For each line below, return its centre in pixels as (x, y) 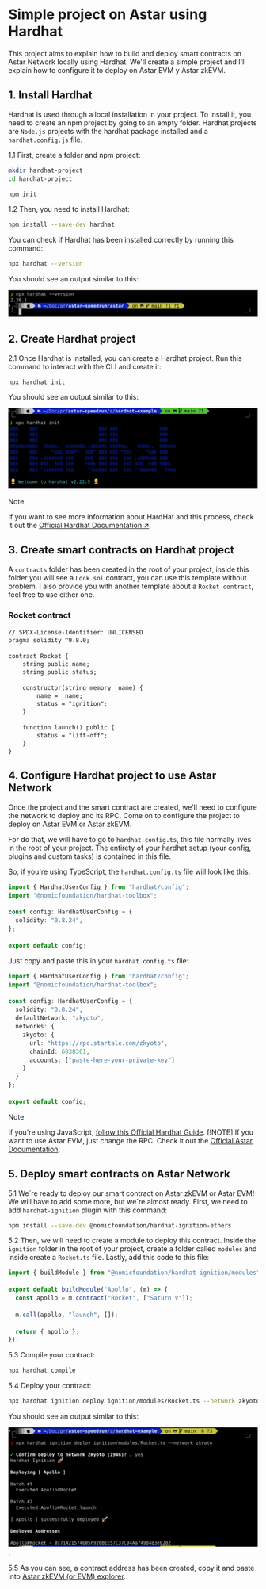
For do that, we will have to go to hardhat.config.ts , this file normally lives (130, 839)
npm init (23, 194)
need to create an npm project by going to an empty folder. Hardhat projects (133, 123)
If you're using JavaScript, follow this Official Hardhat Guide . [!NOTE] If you (131, 1132)
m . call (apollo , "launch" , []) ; (67, 1315)
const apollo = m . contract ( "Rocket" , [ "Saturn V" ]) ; (104, 1298)
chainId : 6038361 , (59, 1051)
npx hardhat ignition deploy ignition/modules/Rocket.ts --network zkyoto (134, 1401)
